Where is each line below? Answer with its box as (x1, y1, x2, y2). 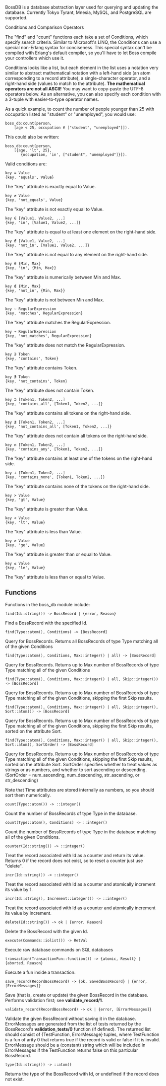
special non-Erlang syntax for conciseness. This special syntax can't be (5, 45, 152, 50)
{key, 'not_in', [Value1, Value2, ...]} (5, 243, 90, 248)
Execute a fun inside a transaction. (5, 969, 76, 975)
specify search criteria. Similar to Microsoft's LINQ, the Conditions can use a (5, 39, 161, 45)
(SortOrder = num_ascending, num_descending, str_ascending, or (5, 772, 140, 778)
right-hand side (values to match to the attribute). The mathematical (5, 80, 145, 86)
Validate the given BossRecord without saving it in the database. (5, 1015, 136, 1021)
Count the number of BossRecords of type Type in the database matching (5, 829, 156, 835)
